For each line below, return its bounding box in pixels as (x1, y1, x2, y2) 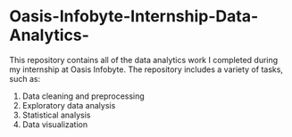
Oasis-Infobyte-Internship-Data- (9, 6, 259, 27)
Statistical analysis (21, 109, 91, 120)
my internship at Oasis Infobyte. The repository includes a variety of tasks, (9, 64, 284, 75)
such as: (9, 73, 41, 84)
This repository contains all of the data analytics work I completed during (9, 54, 279, 65)
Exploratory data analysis (21, 100, 116, 110)
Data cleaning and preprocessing (21, 91, 145, 101)
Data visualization (21, 118, 88, 130)
